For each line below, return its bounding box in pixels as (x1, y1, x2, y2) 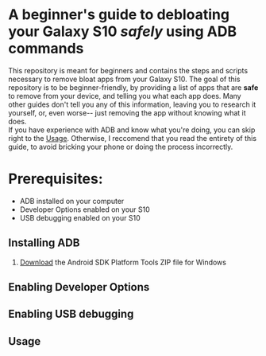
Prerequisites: (8, 170, 103, 188)
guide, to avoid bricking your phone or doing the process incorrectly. (8, 142, 233, 151)
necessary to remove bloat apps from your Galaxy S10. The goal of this (8, 74, 241, 84)
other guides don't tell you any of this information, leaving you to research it (8, 100, 256, 109)
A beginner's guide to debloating (8, 6, 230, 24)
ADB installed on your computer (19, 196, 125, 205)
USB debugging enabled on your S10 (19, 213, 141, 222)
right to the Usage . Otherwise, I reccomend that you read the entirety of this (8, 133, 256, 143)
